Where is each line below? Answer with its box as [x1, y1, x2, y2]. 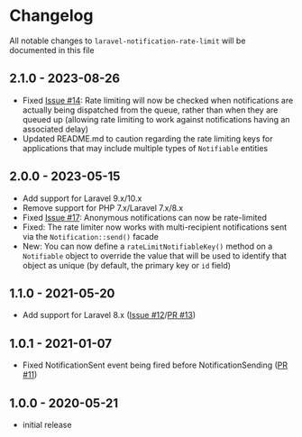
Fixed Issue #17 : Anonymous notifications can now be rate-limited [22, 212, 268, 223]
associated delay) [22, 123, 88, 134]
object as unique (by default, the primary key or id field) [22, 259, 232, 270]
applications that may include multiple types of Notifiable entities [22, 142, 269, 153]
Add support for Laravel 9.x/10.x [22, 193, 142, 204]
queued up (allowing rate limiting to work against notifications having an [22, 114, 290, 124]
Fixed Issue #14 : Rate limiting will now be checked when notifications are [22, 95, 294, 105]
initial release [22, 420, 72, 430]
